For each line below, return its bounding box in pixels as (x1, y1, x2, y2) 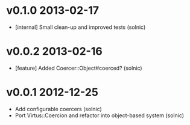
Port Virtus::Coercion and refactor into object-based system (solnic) (14, 112, 185, 119)
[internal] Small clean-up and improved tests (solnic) (14, 23, 146, 31)
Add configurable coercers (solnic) (14, 105, 103, 112)
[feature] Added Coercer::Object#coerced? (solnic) (14, 64, 143, 72)
